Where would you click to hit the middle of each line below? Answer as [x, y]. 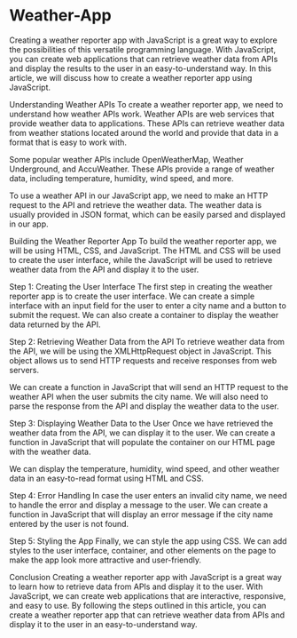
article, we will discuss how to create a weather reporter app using [131, 77]
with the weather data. [50, 451]
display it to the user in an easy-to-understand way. [103, 624]
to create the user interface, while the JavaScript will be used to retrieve [141, 259]
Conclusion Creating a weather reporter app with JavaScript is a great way [145, 577]
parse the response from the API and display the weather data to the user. [144, 406]
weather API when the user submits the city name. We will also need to [139, 396]
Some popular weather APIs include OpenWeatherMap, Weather [126, 159]
